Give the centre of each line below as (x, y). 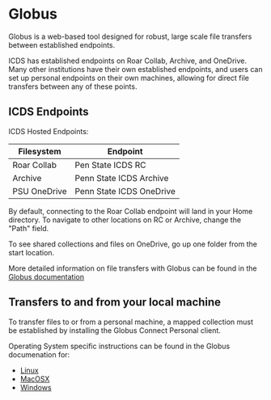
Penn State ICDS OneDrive (125, 191)
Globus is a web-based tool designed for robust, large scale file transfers (130, 36)
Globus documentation (47, 276)
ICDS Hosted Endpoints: (49, 131)
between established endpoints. (62, 44)
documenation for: (39, 354)
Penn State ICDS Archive (122, 178)
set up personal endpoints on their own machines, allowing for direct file (129, 78)
